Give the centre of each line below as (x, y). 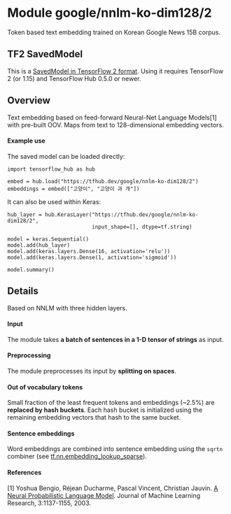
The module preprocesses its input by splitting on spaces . (92, 371)
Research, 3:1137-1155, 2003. (49, 503)
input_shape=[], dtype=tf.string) (142, 227)
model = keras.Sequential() (48, 239)
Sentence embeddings (41, 433)
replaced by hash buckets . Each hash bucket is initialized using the (105, 410)
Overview (29, 100)
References (24, 472)
